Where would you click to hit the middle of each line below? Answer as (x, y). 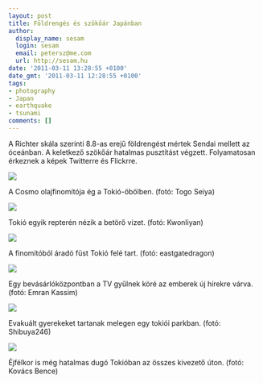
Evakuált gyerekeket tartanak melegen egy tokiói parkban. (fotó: (115, 323)
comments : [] (30, 121)
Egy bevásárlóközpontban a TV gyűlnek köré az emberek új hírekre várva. (131, 284)
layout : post (30, 16)
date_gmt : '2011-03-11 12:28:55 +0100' (75, 76)
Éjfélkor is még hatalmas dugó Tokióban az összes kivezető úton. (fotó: (126, 362)
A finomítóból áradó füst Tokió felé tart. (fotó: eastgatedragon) (111, 253)
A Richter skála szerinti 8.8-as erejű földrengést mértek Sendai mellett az (129, 144)
